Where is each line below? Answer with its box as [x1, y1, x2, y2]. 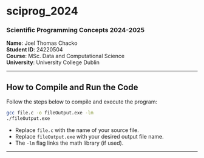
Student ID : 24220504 [6, 46, 63, 53]
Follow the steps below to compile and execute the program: [6, 98, 158, 105]
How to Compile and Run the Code [6, 82, 138, 92]
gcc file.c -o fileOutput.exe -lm [6, 110, 94, 116]
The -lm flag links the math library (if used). [15, 139, 124, 146]
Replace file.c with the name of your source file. [15, 127, 140, 134]
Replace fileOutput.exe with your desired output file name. [15, 133, 164, 140]
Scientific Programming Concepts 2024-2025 [6, 26, 145, 35]
